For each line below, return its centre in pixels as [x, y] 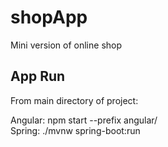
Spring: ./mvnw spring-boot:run [75, 130]
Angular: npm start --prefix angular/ [84, 120]
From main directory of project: [74, 100]
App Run [38, 76]
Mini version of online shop [66, 45]
